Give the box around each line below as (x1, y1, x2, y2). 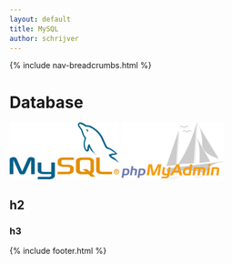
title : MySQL (9, 24, 59, 34)
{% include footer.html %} (9, 246, 107, 256)
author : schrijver (9, 34, 79, 43)
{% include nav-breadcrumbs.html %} (9, 60, 152, 71)
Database (9, 92, 84, 113)
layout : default (9, 15, 71, 24)
